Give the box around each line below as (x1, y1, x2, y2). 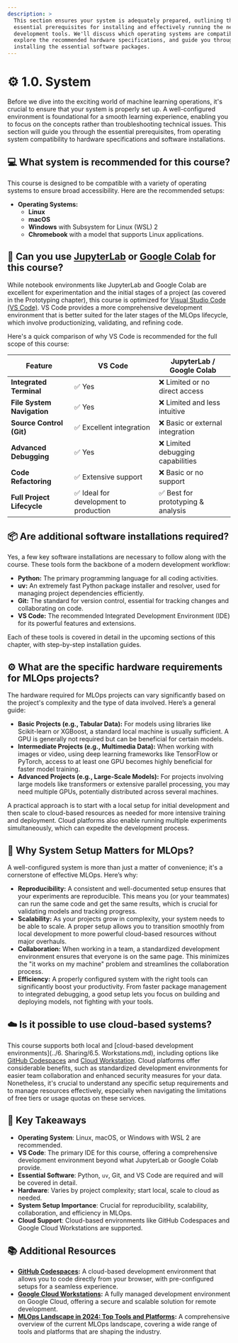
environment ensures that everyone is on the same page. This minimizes (17, 953, 229, 960)
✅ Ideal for (74, 488, 110, 498)
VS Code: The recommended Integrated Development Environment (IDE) (17, 612, 230, 620)
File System (11, 398, 52, 408)
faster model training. (17, 765, 81, 773)
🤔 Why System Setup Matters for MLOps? (7, 844, 194, 856)
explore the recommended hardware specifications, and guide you (13, 37, 211, 44)
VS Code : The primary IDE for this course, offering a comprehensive (17, 1148, 217, 1157)
